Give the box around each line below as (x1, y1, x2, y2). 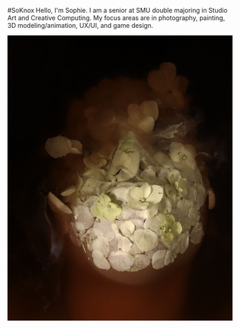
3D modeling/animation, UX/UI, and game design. (7, 21, 154, 29)
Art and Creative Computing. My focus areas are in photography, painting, (7, 14, 225, 22)
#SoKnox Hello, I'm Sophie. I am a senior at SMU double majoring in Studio (7, 6, 228, 14)
